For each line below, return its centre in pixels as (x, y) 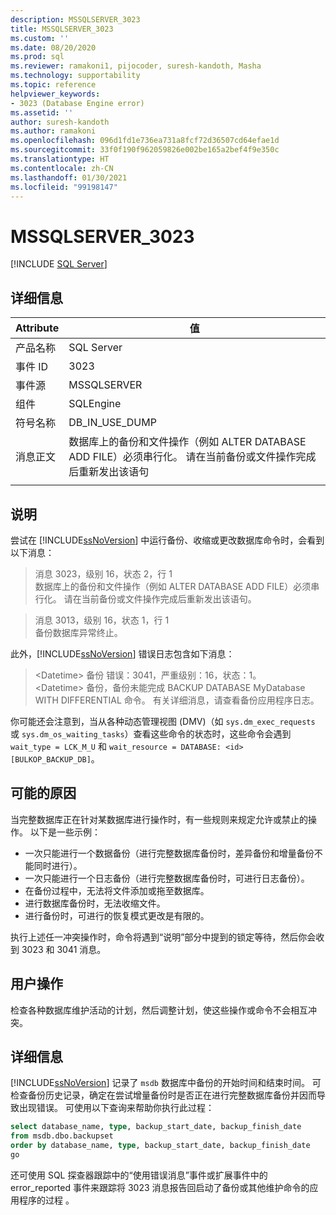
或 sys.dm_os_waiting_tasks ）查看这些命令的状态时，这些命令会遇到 (151, 733)
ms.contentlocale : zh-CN (62, 168)
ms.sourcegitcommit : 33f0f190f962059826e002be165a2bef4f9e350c (145, 150)
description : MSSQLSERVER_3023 (75, 19)
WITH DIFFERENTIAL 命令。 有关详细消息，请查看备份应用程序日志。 (177, 700)
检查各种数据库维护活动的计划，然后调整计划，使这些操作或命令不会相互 (159, 1010)
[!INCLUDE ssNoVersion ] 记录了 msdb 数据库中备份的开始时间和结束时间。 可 (166, 1083)
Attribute (37, 328)
